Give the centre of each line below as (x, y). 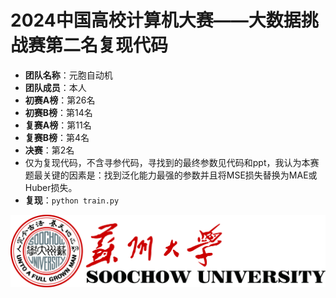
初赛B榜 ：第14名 (58, 112)
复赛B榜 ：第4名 (57, 137)
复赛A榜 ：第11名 (58, 125)
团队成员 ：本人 (55, 87)
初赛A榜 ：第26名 (60, 100)
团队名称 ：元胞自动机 (68, 75)
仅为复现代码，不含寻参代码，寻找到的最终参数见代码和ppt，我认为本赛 (172, 162)
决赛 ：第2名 (49, 150)
